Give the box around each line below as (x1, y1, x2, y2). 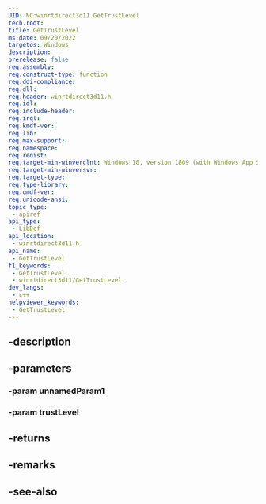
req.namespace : (8, 144, 59, 152)
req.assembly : (8, 63, 55, 71)
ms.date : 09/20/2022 (8, 33, 77, 42)
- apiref (11, 210, 41, 218)
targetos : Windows (8, 41, 69, 49)
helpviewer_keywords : (8, 298, 80, 306)
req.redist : (8, 151, 47, 159)
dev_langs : (8, 284, 44, 292)
